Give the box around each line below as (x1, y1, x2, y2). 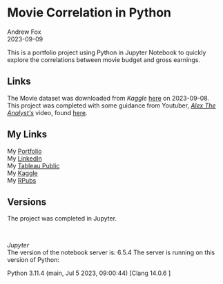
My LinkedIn (7, 154, 43, 163)
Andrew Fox (7, 28, 41, 36)
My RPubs (7, 176, 37, 184)
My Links (7, 129, 47, 141)
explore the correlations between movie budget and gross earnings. (7, 55, 200, 63)
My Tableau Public (7, 161, 60, 170)
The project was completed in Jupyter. (7, 214, 117, 223)
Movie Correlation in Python (7, 5, 171, 21)
